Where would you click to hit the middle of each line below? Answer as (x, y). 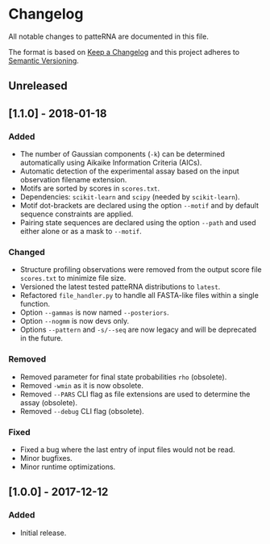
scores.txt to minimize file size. (73, 278)
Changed (27, 252)
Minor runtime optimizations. (68, 467)
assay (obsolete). (49, 402)
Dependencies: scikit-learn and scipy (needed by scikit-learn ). (130, 197)
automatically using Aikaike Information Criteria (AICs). (111, 163)
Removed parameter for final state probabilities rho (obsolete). (123, 377)
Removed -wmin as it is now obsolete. (81, 385)
